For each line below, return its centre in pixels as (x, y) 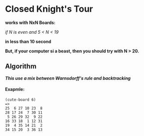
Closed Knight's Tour (49, 9)
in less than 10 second (28, 41)
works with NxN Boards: (30, 23)
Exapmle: (15, 90)
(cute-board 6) (21, 100)
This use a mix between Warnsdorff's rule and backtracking (68, 78)
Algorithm (21, 66)
